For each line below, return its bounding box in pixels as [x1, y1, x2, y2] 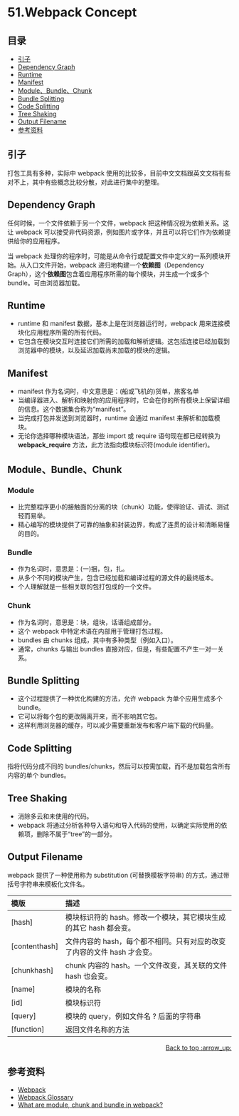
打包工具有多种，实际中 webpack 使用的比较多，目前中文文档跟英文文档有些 [7, 168, 231, 177]
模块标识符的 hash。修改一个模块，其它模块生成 [65, 912, 226, 922]
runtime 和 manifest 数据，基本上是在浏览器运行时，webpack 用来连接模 [17, 319, 230, 328]
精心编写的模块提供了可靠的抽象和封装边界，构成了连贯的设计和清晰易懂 [17, 520, 230, 529]
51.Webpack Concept [7, 4, 137, 21]
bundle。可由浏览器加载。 [7, 278, 84, 287]
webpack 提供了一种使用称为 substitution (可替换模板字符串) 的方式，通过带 [7, 871, 230, 879]
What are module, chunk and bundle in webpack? [17, 1100, 164, 1109]
